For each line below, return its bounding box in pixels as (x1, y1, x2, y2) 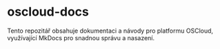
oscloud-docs (7, 4, 90, 20)
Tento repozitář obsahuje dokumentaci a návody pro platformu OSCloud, (7, 27, 214, 35)
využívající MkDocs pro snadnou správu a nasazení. (7, 33, 155, 42)
